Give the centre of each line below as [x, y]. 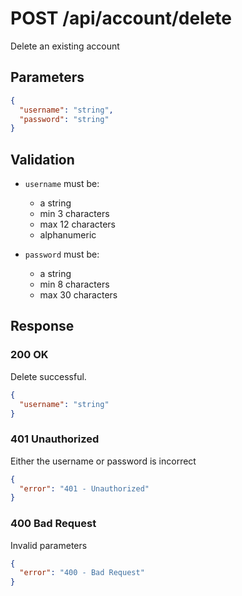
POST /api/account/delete [121, 18]
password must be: [62, 254]
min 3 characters [74, 214]
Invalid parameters [49, 545]
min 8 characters [74, 284]
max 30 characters [78, 295]
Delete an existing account [65, 46]
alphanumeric [68, 235]
